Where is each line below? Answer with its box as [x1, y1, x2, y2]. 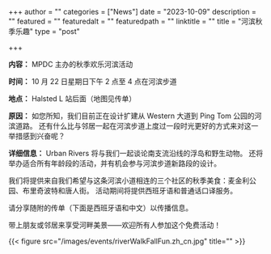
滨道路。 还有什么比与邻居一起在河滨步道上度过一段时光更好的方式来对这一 [8, 121, 259, 130]
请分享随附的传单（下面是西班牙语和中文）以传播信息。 [8, 203, 193, 213]
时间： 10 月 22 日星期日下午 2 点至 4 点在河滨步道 [8, 77, 177, 86]
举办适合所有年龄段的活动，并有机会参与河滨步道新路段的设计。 [8, 159, 221, 168]
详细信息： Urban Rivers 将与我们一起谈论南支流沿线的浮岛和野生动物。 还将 [8, 149, 264, 158]
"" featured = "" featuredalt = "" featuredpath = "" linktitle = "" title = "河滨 [8, 16, 256, 26]
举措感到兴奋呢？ [8, 131, 66, 141]
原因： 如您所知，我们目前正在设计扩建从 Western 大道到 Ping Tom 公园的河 [8, 111, 262, 121]
